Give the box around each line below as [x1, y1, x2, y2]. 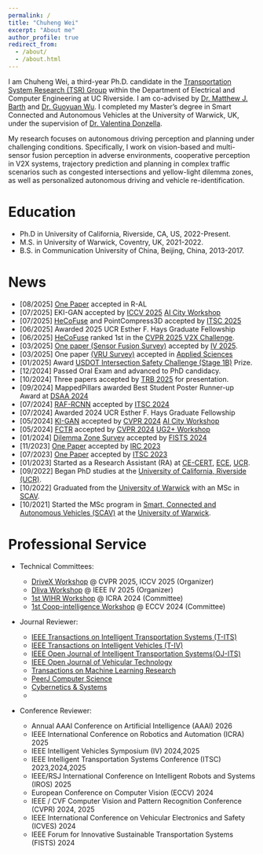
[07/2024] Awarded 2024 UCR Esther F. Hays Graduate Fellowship [19, 408, 236, 417]
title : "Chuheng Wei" [8, 19, 79, 27]
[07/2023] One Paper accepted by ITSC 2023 [19, 449, 168, 459]
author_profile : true [8, 33, 79, 42]
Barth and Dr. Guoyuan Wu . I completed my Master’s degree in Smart [8, 101, 232, 111]
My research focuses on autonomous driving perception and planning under [8, 134, 255, 143]
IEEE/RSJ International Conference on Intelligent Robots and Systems [31, 771, 256, 780]
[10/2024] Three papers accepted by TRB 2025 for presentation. [19, 374, 229, 383]
